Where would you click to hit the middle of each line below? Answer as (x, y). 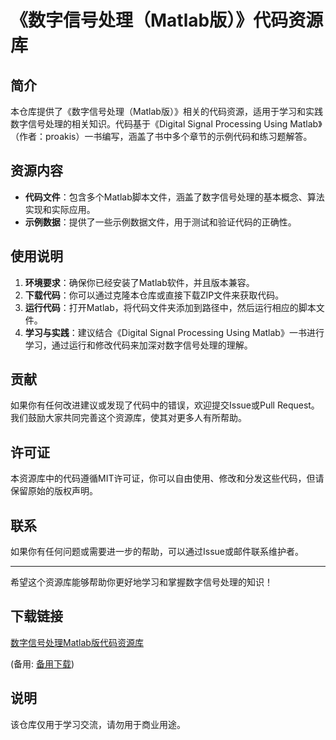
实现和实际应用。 (60, 209)
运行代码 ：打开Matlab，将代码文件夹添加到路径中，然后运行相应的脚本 (170, 307)
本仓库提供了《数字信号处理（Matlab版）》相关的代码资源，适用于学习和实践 (166, 111)
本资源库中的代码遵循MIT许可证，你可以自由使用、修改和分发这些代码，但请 (167, 478)
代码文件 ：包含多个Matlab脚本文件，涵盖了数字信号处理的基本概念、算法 (174, 197)
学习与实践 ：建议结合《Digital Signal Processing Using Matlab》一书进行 (174, 332)
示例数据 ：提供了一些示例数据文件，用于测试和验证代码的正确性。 (160, 222)
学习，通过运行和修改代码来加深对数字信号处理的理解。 (138, 345)
